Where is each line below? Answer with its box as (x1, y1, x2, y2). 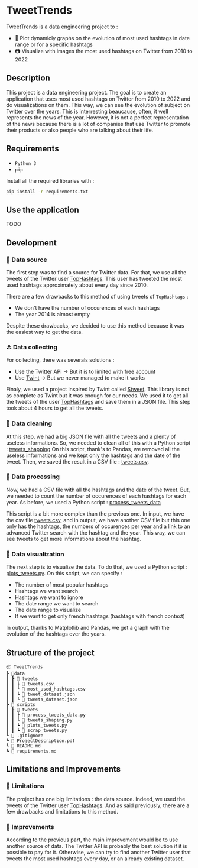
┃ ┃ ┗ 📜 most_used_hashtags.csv (6, 686, 86, 692)
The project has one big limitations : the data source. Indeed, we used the (6, 795, 186, 802)
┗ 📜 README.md (6, 743, 41, 749)
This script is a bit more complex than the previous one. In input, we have (6, 510, 184, 517)
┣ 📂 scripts (6, 701, 35, 707)
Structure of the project (6, 647, 95, 658)
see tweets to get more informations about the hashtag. (6, 535, 142, 542)
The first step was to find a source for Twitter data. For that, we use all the (6, 268, 187, 276)
